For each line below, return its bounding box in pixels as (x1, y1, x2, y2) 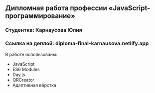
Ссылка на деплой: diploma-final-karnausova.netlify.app (5, 40, 149, 47)
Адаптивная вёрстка (12, 82, 56, 88)
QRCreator (12, 77, 35, 83)
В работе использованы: (5, 51, 58, 57)
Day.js (12, 72, 25, 78)
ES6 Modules (12, 66, 40, 72)
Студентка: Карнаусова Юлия (5, 27, 82, 34)
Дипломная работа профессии (5, 4, 107, 12)
